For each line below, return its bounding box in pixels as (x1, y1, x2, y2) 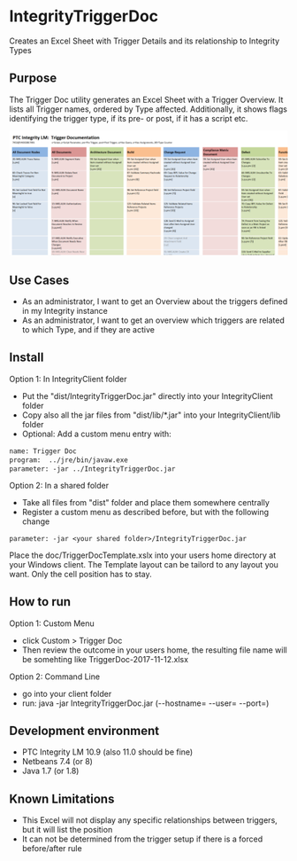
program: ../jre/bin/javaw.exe (9, 455, 128, 465)
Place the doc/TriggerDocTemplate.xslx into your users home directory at (9, 550, 277, 560)
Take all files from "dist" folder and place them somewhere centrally (21, 497, 270, 507)
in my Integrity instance (21, 306, 108, 316)
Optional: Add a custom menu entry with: (21, 428, 172, 439)
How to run (9, 594, 72, 609)
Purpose (9, 71, 57, 86)
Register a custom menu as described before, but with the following (21, 506, 270, 517)
